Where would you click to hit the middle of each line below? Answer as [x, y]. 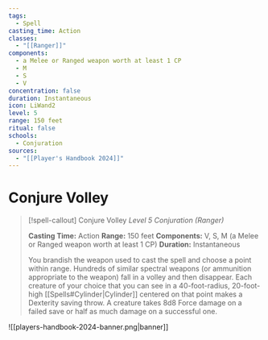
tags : [17, 16]
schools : [23, 135]
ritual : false [32, 128]
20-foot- [246, 286]
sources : [23, 151]
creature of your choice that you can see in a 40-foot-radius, [129, 286]
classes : [23, 38]
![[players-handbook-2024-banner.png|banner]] [89, 327]
